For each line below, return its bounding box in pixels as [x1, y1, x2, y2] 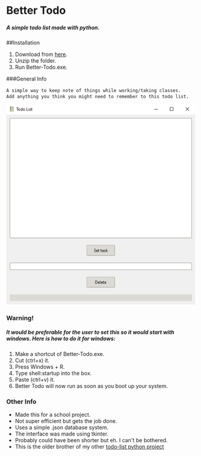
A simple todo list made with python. [6, 23, 100, 31]
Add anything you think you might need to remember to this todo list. [6, 94, 189, 100]
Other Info [6, 397, 37, 405]
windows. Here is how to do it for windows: [6, 335, 116, 342]
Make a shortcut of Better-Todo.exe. [14, 350, 105, 357]
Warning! [6, 314, 34, 322]
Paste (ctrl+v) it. [14, 376, 55, 383]
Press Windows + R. [14, 363, 65, 370]
